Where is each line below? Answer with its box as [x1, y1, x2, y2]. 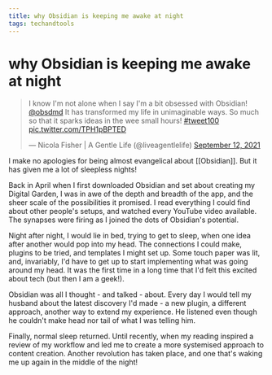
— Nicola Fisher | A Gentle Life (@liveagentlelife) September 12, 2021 [28, 140, 261, 150]
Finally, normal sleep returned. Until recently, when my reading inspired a [8, 331, 254, 342]
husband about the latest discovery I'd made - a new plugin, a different [8, 299, 247, 308]
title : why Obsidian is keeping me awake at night [8, 11, 184, 20]
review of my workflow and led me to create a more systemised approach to [8, 340, 265, 350]
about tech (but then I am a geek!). [8, 274, 125, 284]
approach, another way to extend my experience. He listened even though [8, 307, 258, 317]
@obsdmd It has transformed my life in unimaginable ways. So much [28, 107, 259, 117]
